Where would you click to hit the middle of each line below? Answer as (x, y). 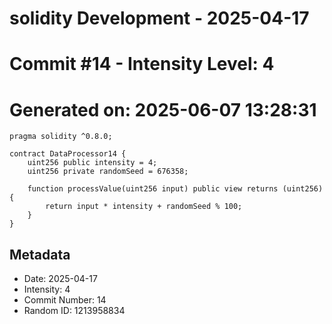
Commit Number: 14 (65, 300)
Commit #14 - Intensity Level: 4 (142, 64)
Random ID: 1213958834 (74, 311)
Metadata (40, 254)
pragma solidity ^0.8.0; (61, 137)
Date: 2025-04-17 (60, 279)
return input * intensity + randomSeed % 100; (144, 207)
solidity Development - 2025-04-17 (159, 18)
